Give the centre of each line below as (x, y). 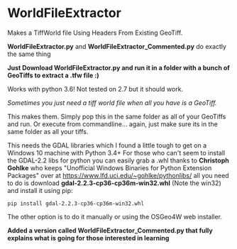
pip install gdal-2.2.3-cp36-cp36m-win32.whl (76, 204)
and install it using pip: (40, 190)
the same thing (29, 54)
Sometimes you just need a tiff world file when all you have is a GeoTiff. (112, 103)
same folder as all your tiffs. (48, 131)
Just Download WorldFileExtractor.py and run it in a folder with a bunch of (119, 67)
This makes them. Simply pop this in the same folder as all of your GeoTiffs (117, 116)
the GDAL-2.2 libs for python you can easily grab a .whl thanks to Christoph (118, 160)
